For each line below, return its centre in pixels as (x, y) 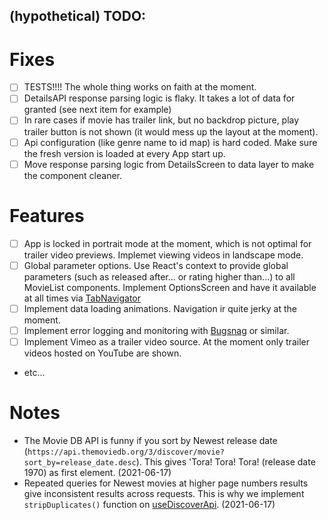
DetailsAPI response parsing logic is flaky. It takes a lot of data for (159, 98)
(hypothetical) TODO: (78, 16)
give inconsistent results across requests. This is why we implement (164, 493)
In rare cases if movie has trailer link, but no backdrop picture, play (161, 120)
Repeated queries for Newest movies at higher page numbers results (166, 483)
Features (47, 215)
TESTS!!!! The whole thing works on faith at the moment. (140, 87)
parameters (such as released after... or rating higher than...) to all (159, 276)
